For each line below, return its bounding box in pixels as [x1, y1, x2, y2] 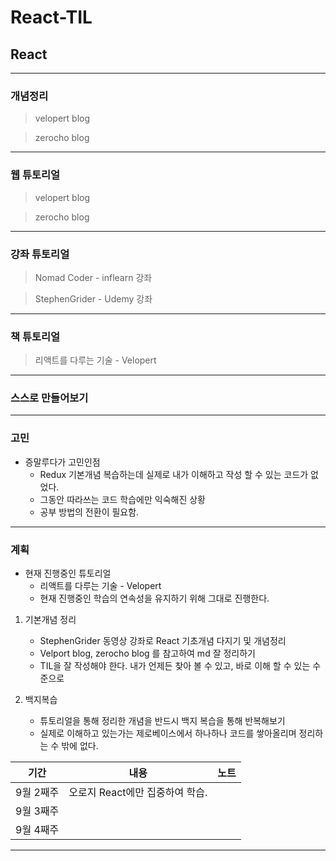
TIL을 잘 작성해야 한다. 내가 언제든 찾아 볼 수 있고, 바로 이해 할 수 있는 [39, 660, 311, 672]
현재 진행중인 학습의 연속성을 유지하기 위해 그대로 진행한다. [39, 592, 270, 605]
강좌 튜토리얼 [10, 247, 70, 261]
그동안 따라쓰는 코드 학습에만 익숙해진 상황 [39, 493, 207, 505]
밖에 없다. [61, 740, 99, 752]
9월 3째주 [15, 804, 60, 818]
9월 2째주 [15, 786, 60, 800]
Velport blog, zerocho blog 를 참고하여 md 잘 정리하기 [39, 647, 256, 660]
